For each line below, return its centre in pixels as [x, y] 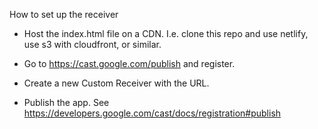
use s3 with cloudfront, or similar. [92, 44]
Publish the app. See [66, 102]
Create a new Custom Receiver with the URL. [116, 83]
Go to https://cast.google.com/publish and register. [129, 63]
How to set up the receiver [64, 14]
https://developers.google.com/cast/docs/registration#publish [152, 113]
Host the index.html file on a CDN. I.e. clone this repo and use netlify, [166, 33]
